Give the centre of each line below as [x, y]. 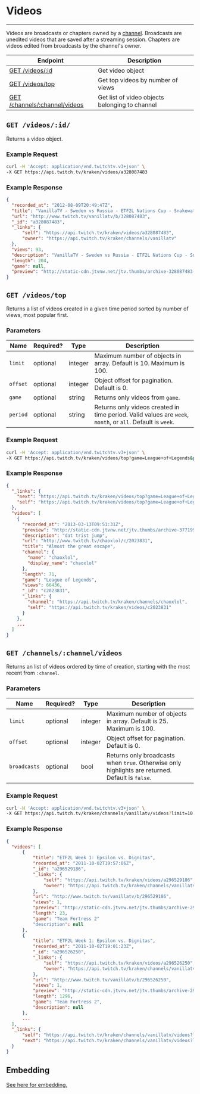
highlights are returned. [139, 770]
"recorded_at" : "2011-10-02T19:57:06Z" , [83, 863]
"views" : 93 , [28, 249]
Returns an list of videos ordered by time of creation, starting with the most [98, 666]
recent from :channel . [33, 673]
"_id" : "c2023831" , [46, 591]
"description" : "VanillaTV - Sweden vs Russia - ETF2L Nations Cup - [99, 255]
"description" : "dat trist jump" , [65, 535]
